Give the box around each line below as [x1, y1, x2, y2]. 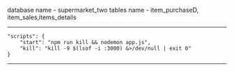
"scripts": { [7, 33, 45, 40]
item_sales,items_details [7, 13, 77, 21]
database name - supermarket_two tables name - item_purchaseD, [7, 6, 199, 14]
